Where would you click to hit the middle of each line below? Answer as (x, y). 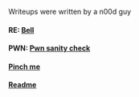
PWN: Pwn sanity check (49, 48)
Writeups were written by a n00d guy (70, 12)
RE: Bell (21, 30)
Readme (22, 85)
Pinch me (24, 67)
